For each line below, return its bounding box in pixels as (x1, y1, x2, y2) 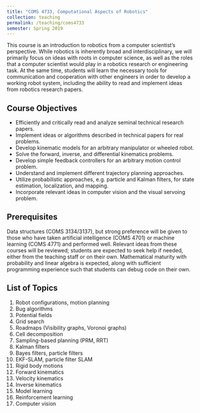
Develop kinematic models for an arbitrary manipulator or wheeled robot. (15, 144, 194, 152)
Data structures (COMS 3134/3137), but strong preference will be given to (7, 227, 187, 235)
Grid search (15, 318, 45, 325)
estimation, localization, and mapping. (15, 182, 109, 189)
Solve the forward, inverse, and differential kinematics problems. (15, 151, 174, 158)
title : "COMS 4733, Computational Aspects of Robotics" (7, 8, 148, 15)
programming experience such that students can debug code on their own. (7, 265, 191, 273)
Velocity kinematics (15, 374, 64, 381)
